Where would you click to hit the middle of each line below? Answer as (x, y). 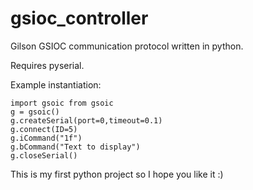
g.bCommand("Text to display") (75, 147)
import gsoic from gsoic (62, 103)
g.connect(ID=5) (44, 129)
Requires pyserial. (47, 65)
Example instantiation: (56, 84)
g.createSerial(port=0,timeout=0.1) (86, 120)
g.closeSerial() (44, 155)
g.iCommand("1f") (46, 138)
